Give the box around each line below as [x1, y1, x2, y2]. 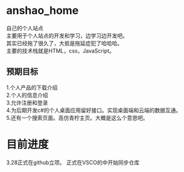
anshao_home [6, 4, 79, 18]
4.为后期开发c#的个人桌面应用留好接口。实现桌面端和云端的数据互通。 [6, 107, 182, 114]
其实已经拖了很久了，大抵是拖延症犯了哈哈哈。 [6, 39, 122, 47]
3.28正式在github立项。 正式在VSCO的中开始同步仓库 [6, 159, 140, 166]
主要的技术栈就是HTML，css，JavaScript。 [6, 47, 115, 55]
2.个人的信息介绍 [6, 91, 48, 99]
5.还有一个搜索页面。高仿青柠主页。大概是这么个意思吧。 [6, 114, 148, 121]
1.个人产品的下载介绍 [6, 84, 58, 91]
